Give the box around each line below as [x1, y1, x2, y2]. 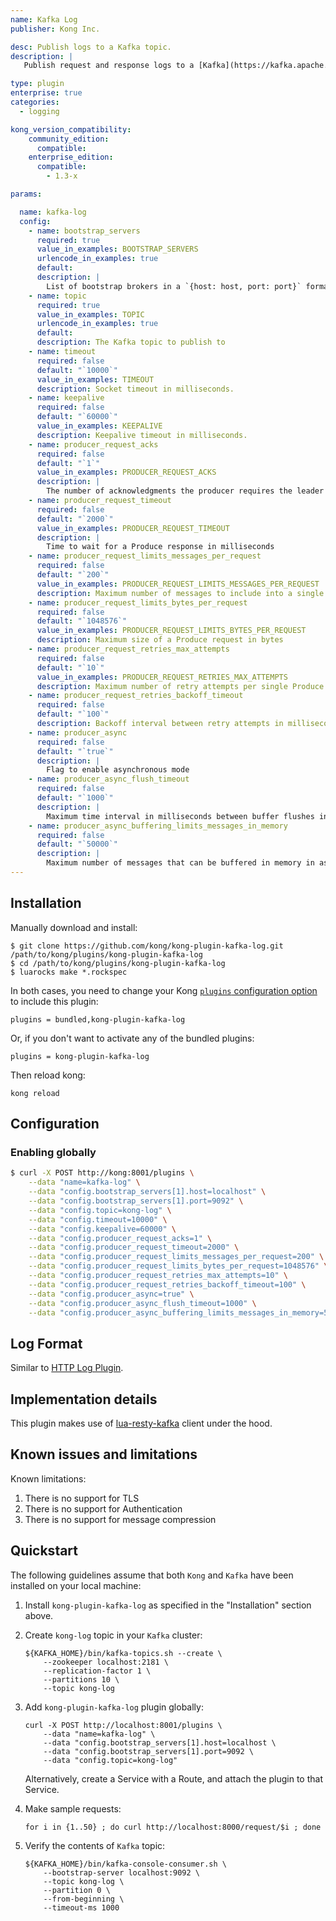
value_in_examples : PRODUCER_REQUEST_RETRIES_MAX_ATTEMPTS [36, 672, 288, 682]
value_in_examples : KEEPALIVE [36, 421, 163, 431]
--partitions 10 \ [43, 1674, 120, 1685]
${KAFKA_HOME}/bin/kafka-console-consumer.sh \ [24, 1859, 227, 1869]
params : [10, 189, 43, 199]
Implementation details [10, 1391, 158, 1408]
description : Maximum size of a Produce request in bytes [36, 635, 284, 645]
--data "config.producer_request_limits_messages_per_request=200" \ [28, 1252, 325, 1262]
